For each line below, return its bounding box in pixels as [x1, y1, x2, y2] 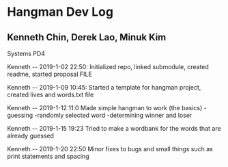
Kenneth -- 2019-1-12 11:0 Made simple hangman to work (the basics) [7, 104, 203, 112]
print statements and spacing [7, 152, 89, 160]
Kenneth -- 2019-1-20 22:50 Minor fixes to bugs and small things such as [7, 145, 213, 153]
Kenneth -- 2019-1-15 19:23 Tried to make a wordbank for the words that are [7, 125, 221, 132]
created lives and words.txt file [7, 90, 94, 99]
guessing [7, 111, 33, 119]
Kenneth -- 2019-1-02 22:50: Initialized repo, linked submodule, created [7, 63, 210, 70]
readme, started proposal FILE [7, 70, 92, 78]
